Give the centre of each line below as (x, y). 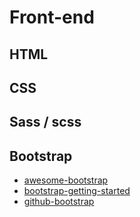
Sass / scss (45, 122)
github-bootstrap (59, 202)
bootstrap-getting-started (77, 191)
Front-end (52, 17)
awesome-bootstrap (66, 180)
